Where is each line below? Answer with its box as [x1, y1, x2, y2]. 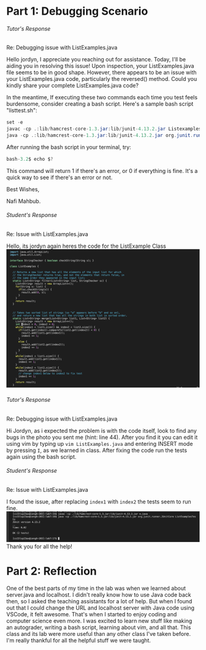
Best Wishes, [6, 185, 40, 193]
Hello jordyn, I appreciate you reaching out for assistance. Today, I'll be [6, 56, 186, 63]
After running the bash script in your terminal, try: [6, 143, 132, 151]
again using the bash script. [6, 453, 77, 461]
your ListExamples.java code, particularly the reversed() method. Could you [6, 75, 197, 83]
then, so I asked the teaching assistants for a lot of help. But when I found [6, 597, 193, 605]
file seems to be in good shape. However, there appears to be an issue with [6, 69, 197, 76]
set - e [6, 120, 23, 126]
